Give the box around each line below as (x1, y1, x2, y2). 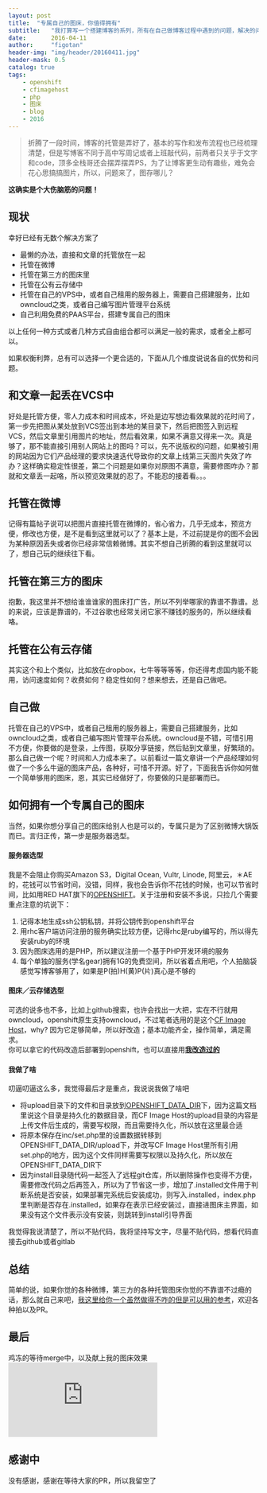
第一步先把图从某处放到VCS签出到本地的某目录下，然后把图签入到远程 (8, 421, 238, 430)
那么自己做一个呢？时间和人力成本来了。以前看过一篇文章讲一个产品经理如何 (8, 752, 259, 762)
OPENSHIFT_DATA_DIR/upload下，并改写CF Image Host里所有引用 (19, 1141, 238, 1150)
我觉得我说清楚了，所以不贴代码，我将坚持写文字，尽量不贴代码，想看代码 (8, 1227, 252, 1237)
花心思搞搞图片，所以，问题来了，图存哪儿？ (27, 168, 175, 177)
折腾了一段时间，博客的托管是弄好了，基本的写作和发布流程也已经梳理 (27, 138, 258, 147)
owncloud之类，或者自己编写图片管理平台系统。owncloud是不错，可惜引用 (8, 733, 254, 742)
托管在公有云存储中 (19, 279, 83, 289)
